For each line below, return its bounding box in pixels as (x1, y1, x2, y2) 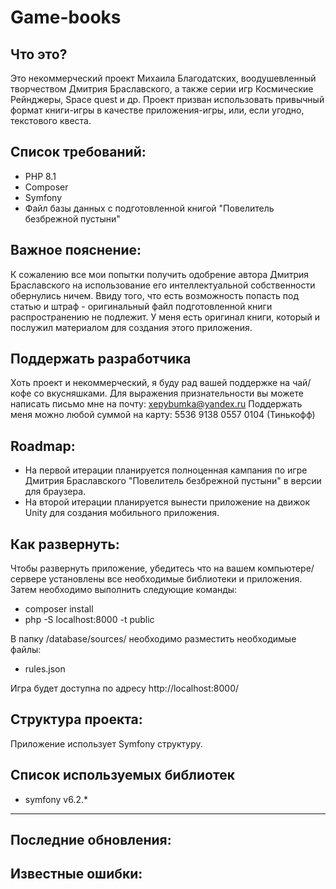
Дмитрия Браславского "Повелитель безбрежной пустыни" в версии (24, 475, 322, 487)
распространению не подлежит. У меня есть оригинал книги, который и (10, 311, 321, 323)
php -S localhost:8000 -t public (24, 614, 155, 626)
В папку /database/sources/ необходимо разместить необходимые (10, 633, 297, 645)
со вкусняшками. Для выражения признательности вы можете (33, 387, 304, 400)
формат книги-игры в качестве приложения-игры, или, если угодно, (10, 104, 305, 116)
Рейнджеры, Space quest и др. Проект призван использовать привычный (10, 94, 325, 105)
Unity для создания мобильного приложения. (24, 507, 220, 519)
